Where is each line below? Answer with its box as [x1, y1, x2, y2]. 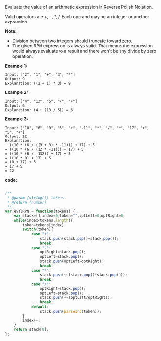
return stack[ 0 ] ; [14, 327, 49, 332]
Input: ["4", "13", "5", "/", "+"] [5, 99, 78, 104]
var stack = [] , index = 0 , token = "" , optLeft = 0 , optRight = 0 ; [14, 213, 125, 218]
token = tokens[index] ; [22, 223, 67, 227]
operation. [12, 53, 33, 59]
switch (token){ [22, 227, 54, 232]
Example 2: [5, 90, 28, 95]
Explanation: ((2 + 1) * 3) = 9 [5, 81, 71, 86]
